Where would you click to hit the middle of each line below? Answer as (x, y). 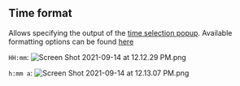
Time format (40, 13)
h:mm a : (20, 73)
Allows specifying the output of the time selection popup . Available (120, 32)
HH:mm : (19, 57)
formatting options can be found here (71, 41)
